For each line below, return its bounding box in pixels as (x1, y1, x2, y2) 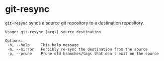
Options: (5, 38, 23, 43)
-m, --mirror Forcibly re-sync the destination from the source (7, 47, 148, 52)
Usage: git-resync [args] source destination (5, 29, 101, 34)
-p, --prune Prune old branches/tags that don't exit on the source (7, 51, 159, 56)
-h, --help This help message (7, 42, 79, 48)
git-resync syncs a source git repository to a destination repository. (5, 20, 144, 26)
